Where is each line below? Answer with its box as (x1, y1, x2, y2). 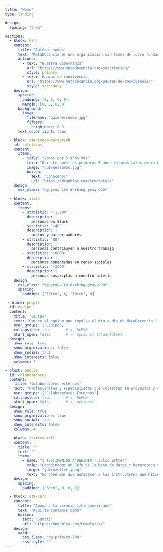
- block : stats (9, 196, 40, 201)
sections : (5, 34, 25, 39)
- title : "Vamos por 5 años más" (22, 156, 90, 161)
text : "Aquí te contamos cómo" (17, 508, 81, 513)
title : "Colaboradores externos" (14, 381, 81, 386)
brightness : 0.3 (31, 124, 64, 129)
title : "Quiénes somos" (17, 47, 66, 52)
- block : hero (9, 38, 38, 43)
